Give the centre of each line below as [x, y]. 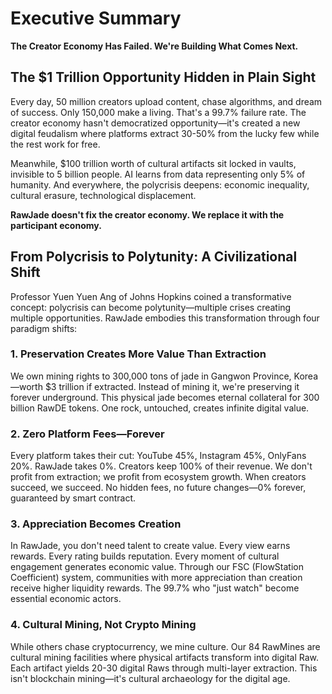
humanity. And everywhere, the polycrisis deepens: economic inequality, [160, 184]
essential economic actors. [66, 599]
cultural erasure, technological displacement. [103, 195]
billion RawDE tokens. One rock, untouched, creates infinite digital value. [160, 408]
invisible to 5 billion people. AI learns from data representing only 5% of [158, 174]
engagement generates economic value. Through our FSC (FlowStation [157, 567]
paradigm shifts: [44, 328]
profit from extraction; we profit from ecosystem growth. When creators [158, 477]
